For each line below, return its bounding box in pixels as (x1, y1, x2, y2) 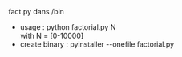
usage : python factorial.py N (19, 22, 116, 31)
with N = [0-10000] (19, 31, 84, 40)
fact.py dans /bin (8, 7, 64, 16)
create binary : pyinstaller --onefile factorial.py (19, 39, 175, 49)
